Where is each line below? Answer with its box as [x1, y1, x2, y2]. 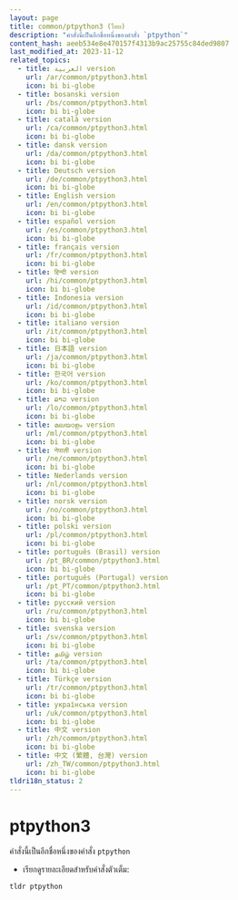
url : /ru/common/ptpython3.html [25, 607, 148, 616]
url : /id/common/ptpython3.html [25, 302, 148, 311]
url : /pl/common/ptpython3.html [25, 531, 148, 540]
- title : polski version [17, 522, 112, 532]
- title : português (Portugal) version [17, 573, 169, 582]
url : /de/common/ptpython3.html [25, 174, 148, 183]
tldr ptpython [9, 882, 64, 892]
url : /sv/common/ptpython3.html [25, 632, 148, 641]
